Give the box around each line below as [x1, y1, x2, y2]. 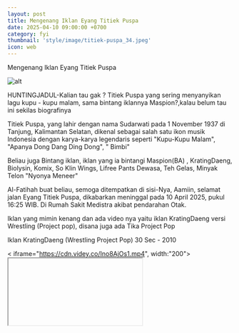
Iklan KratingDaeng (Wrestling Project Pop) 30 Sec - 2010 [7, 236, 177, 244]
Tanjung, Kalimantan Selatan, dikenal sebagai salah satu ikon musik [7, 128, 205, 135]
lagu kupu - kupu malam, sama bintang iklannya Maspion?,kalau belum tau [7, 98, 227, 107]
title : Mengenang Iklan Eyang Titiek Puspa [7, 17, 139, 24]
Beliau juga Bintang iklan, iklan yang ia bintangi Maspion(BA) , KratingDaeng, [7, 156, 233, 165]
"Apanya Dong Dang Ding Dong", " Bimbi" [7, 143, 131, 150]
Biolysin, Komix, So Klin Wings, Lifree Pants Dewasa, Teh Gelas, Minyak [7, 164, 218, 172]
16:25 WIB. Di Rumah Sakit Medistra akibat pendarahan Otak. [7, 200, 187, 209]
